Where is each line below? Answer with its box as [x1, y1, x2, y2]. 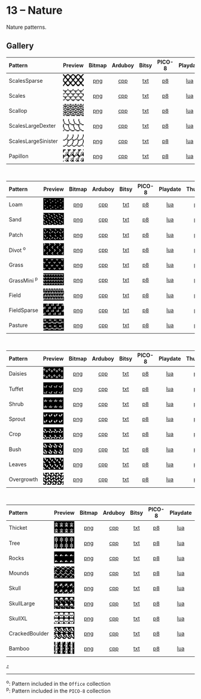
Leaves [8, 460, 27, 468]
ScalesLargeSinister [8, 137, 58, 145]
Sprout [8, 415, 26, 422]
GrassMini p [8, 275, 38, 284]
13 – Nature [6, 4, 63, 17]
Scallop [8, 107, 28, 114]
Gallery [6, 41, 34, 51]
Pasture [8, 322, 28, 329]
